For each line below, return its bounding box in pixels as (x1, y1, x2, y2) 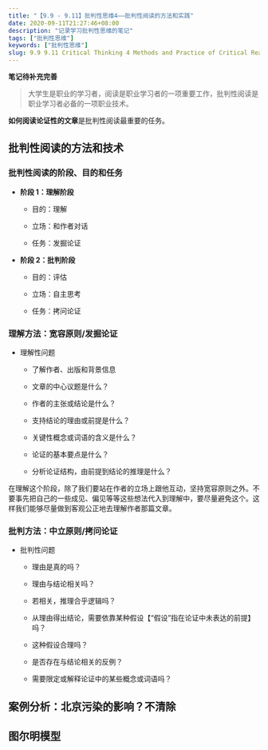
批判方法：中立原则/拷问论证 (8, 525, 118, 537)
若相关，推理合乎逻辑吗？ (31, 596, 116, 606)
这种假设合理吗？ (31, 640, 89, 650)
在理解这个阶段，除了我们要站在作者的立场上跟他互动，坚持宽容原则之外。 (8, 483, 253, 493)
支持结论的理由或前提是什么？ (31, 415, 130, 425)
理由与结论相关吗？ (31, 579, 96, 588)
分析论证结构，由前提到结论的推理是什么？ (31, 466, 172, 476)
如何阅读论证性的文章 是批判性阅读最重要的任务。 (8, 116, 169, 125)
